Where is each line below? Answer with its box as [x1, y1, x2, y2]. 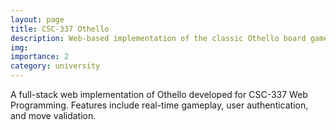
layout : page [10, 14, 65, 25]
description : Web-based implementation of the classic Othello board [10, 33, 307, 43]
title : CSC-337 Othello [10, 24, 110, 34]
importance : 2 [10, 52, 70, 62]
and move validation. [10, 110, 97, 121]
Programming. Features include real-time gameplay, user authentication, [10, 99, 309, 111]
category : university [10, 61, 101, 71]
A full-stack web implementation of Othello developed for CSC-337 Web [10, 89, 308, 100]
